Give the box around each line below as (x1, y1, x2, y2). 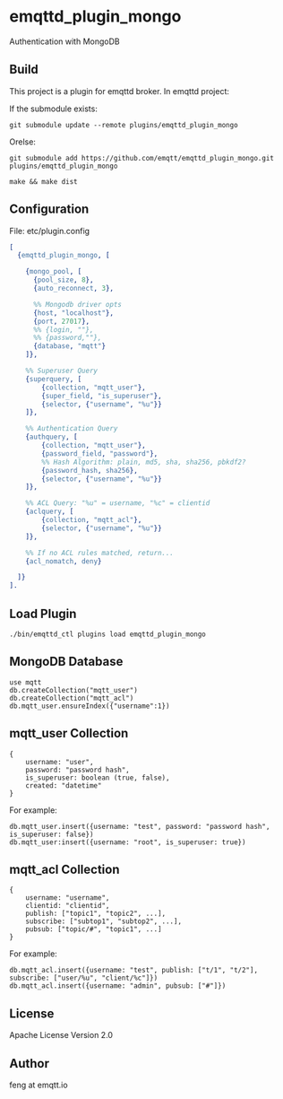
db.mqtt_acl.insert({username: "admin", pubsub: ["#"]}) (9, 981, 227, 990)
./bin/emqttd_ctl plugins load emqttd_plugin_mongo (9, 630, 206, 639)
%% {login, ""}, (32, 325, 94, 334)
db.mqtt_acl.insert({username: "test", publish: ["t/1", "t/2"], (9, 966, 258, 975)
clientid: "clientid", (25, 902, 110, 911)
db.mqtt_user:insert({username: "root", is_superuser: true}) (9, 837, 246, 847)
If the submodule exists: (9, 103, 99, 114)
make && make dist (9, 177, 78, 186)
